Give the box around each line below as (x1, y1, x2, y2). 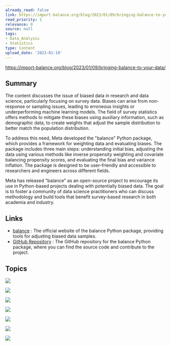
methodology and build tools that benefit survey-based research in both (5, 194, 156, 200)
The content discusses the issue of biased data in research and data (5, 93, 149, 99)
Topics (5, 264, 27, 273)
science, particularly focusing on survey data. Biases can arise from (5, 98, 148, 104)
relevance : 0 (5, 21, 33, 27)
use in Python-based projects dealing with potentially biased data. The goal (5, 183, 164, 189)
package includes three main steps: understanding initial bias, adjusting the (5, 146, 164, 152)
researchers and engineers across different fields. (5, 168, 110, 174)
